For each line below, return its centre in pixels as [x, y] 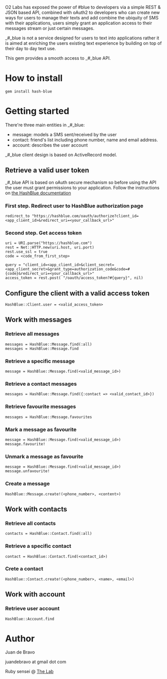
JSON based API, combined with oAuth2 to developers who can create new [83, 12]
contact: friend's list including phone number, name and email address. [85, 140]
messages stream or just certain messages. [50, 28]
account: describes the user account [50, 145]
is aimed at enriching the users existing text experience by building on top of [83, 43]
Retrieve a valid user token [47, 170]
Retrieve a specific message [40, 361]
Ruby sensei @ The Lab [29, 672]
